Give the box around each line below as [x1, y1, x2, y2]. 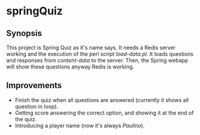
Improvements [6, 80, 62, 91]
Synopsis [6, 28, 42, 38]
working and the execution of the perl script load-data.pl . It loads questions [6, 50, 194, 58]
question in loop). [14, 103, 59, 110]
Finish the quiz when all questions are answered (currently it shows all [14, 96, 189, 103]
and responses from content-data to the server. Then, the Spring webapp [6, 57, 189, 64]
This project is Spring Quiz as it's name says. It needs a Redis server [6, 44, 176, 51]
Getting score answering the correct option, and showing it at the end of [14, 109, 194, 116]
